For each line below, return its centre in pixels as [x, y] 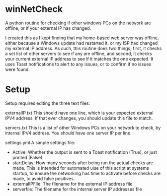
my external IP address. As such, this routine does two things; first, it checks [83, 48]
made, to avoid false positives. [43, 178]
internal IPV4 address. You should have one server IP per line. [68, 133]
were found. [17, 69]
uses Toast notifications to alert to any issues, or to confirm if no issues [78, 64]
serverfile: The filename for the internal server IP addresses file [77, 189]
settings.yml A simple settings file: [40, 142]
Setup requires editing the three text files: [48, 103]
